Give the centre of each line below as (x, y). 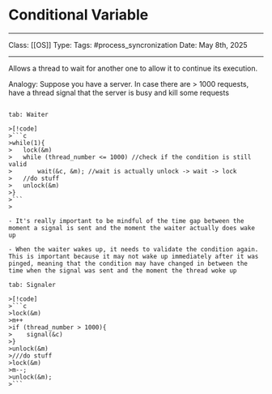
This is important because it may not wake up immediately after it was (134, 256)
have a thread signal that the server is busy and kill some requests (119, 92)
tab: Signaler (32, 285)
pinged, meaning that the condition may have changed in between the (128, 263)
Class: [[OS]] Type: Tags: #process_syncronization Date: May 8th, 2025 (128, 45)
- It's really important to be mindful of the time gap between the (126, 221)
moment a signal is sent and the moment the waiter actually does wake (132, 228)
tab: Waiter (28, 114)
